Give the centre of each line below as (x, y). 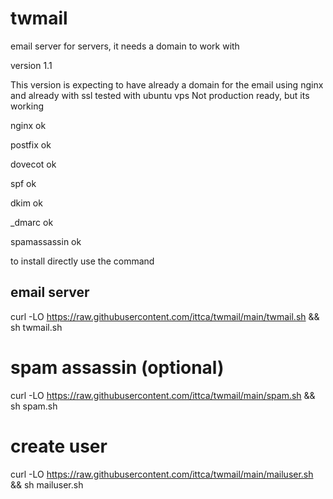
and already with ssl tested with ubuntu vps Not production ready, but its (160, 95)
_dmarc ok (32, 222)
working (27, 106)
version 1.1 (31, 65)
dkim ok (26, 203)
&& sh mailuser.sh (47, 484)
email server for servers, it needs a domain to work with (125, 46)
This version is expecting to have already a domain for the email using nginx (167, 84)
